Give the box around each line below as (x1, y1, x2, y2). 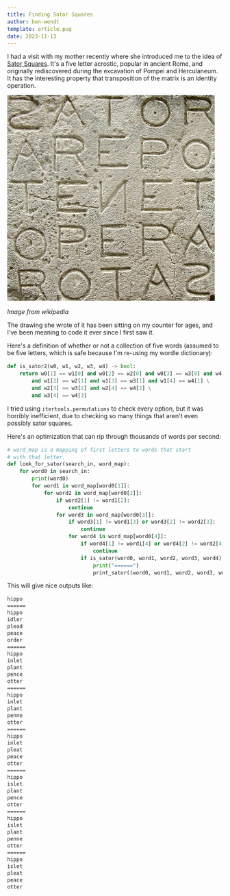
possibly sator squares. (7, 419, 73, 427)
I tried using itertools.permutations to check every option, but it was (7, 404, 204, 413)
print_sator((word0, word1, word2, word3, (92, 569, 216, 576)
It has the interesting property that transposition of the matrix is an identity (7, 74, 217, 82)
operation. (7, 82, 36, 90)
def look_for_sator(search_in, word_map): (7, 461, 130, 468)
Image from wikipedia (7, 308, 69, 316)
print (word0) (31, 475, 69, 483)
